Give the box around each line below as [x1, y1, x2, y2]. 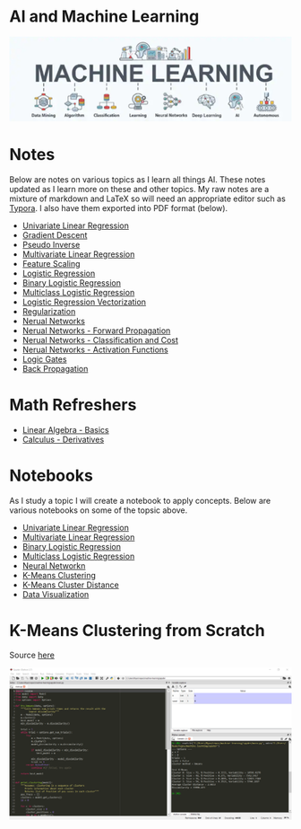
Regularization [21, 305, 76, 316]
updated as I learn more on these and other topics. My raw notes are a [9, 183, 270, 194]
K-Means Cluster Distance [21, 579, 119, 590]
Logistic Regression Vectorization [21, 296, 146, 307]
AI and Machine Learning [9, 6, 200, 27]
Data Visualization [21, 588, 90, 599]
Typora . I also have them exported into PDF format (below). [9, 202, 228, 213]
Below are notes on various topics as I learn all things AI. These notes [9, 173, 266, 185]
